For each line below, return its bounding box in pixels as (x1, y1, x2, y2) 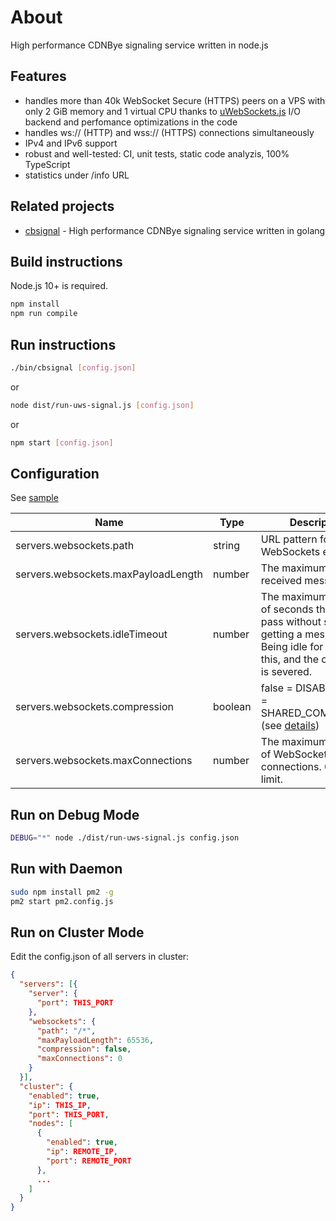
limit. (260, 772, 283, 786)
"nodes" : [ (28, 1119, 74, 1129)
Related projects (10, 198, 115, 215)
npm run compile (10, 309, 78, 319)
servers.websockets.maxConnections (15, 754, 193, 768)
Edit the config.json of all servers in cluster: (10, 951, 190, 963)
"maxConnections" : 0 (36, 1054, 123, 1064)
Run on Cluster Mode (10, 924, 145, 941)
